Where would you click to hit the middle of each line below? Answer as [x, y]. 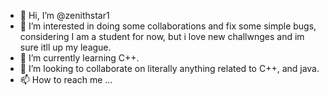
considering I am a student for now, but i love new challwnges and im [162, 36]
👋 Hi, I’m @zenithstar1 [64, 15]
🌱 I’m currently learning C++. [79, 58]
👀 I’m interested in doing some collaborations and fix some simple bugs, [168, 26]
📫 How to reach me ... [66, 79]
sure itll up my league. [65, 47]
